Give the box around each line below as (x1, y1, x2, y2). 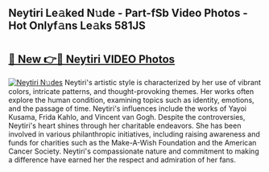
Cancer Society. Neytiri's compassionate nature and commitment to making (8, 146, 259, 156)
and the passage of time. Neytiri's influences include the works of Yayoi (8, 104, 247, 113)
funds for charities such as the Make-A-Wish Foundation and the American (8, 138, 257, 147)
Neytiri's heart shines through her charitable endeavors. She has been (8, 121, 242, 130)
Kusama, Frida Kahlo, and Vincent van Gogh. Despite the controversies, (8, 113, 246, 121)
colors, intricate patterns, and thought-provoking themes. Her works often (8, 87, 255, 96)
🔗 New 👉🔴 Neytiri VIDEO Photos (8, 52, 176, 66)
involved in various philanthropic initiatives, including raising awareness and (8, 129, 260, 139)
